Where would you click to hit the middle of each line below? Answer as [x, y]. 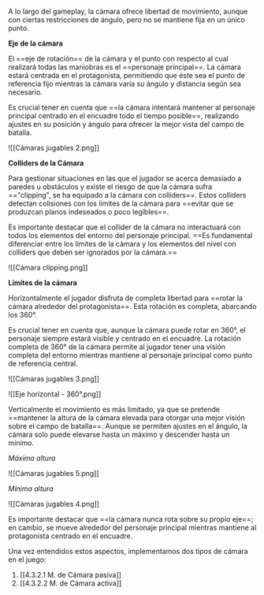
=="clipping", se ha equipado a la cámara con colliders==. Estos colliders [127, 195]
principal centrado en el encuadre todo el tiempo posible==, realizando [123, 116]
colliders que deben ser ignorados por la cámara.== [93, 252]
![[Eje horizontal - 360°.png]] [55, 394]
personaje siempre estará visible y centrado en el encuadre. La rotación [125, 338]
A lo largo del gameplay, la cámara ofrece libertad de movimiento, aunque [128, 11]
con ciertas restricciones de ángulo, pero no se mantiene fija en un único [127, 20]
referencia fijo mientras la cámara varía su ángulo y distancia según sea [125, 84]
